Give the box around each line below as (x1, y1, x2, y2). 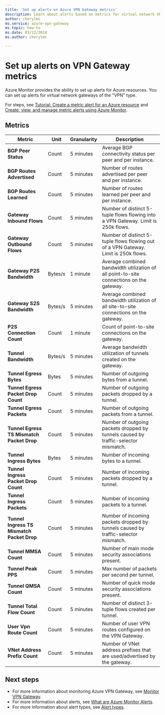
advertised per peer (102, 170, 148, 177)
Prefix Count (7, 652, 38, 659)
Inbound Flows (7, 217, 43, 224)
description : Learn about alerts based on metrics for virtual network (5, 12, 155, 17)
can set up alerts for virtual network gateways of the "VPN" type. (5, 92, 137, 98)
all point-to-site (102, 270, 139, 277)
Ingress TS (7, 521, 33, 528)
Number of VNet (102, 640, 140, 647)
